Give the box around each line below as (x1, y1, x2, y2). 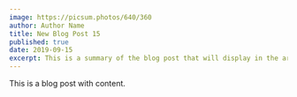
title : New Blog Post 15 (9, 29, 101, 38)
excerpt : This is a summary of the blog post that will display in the (9, 54, 278, 63)
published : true (9, 37, 69, 47)
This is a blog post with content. (9, 78, 126, 88)
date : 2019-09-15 (9, 46, 73, 55)
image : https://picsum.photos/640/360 (9, 12, 152, 22)
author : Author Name (9, 21, 86, 30)
